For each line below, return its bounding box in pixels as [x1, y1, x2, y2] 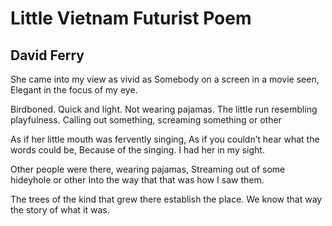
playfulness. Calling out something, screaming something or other [10, 114, 282, 126]
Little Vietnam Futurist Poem [10, 7, 252, 30]
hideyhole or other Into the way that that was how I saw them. [10, 174, 265, 186]
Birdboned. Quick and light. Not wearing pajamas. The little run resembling [10, 103, 318, 115]
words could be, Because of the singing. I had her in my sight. [10, 144, 265, 156]
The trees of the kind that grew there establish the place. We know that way [10, 193, 323, 205]
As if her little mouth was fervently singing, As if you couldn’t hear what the [10, 133, 320, 145]
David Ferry [10, 47, 85, 64]
